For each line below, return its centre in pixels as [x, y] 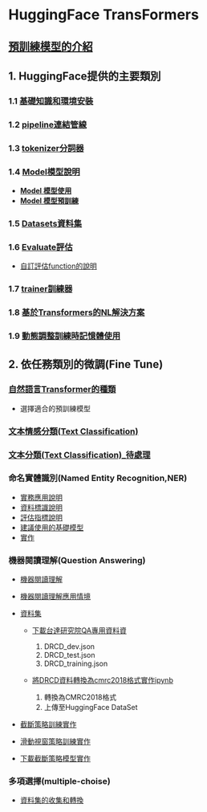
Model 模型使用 [46, 191]
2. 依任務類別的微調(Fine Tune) [86, 364]
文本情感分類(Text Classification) [73, 431]
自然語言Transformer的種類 [62, 390]
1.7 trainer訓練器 [41, 289]
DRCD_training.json [76, 663]
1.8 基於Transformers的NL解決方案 [77, 312]
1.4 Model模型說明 [44, 172]
